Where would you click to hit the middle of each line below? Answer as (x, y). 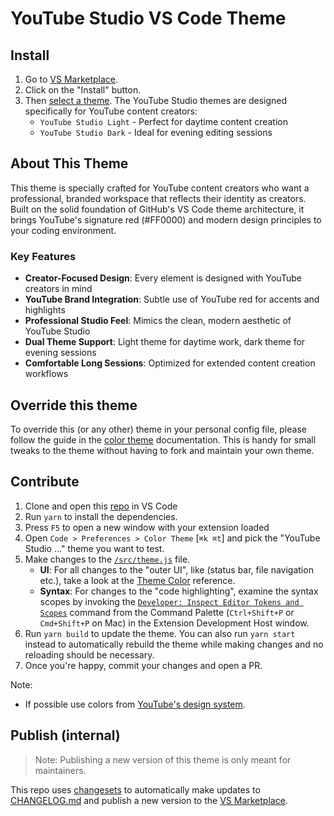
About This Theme (69, 163)
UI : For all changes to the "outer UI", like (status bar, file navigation (176, 569)
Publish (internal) (65, 735)
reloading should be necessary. (89, 654)
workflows (46, 374)
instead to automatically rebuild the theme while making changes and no (174, 644)
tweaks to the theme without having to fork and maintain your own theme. (162, 450)
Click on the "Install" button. (83, 90)
